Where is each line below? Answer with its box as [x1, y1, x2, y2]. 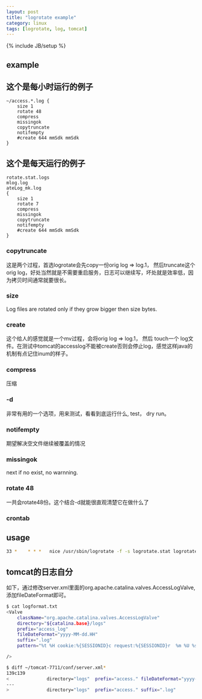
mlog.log [6, 180, 28, 186]
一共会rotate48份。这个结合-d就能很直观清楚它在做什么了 [6, 499, 149, 506]
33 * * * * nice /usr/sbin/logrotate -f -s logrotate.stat [6, 549, 171, 555]
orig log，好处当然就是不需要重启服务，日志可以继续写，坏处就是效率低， [6, 269, 189, 276]
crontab [6, 514, 30, 522]
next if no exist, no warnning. [6, 469, 78, 476]
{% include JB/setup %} [6, 42, 66, 49]
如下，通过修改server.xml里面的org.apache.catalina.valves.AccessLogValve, [6, 584, 195, 592]
